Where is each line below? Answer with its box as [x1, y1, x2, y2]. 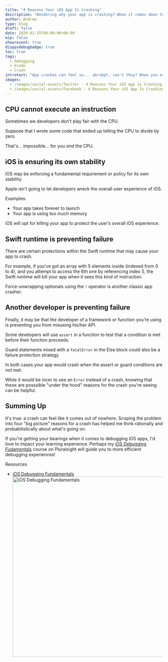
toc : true [5, 49, 26, 54]
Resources [5, 461, 27, 467]
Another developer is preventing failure [5, 303, 130, 312]
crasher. [5, 288, 22, 294]
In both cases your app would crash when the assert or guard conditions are [5, 362, 162, 368]
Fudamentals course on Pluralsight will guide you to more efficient [5, 446, 141, 452]
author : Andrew [5, 17, 37, 22]
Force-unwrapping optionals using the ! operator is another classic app [5, 283, 152, 289]
